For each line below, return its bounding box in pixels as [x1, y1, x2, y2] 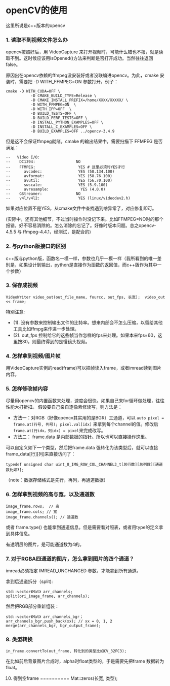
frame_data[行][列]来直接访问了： [6, 451, 76, 457]
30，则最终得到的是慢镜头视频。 [22, 338, 90, 344]
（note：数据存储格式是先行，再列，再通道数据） [6, 477, 108, 483]
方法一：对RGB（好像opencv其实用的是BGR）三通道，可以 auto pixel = [13, 415, 164, 421]
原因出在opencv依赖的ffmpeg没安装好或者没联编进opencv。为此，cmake [6, 72, 159, 79]
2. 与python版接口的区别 [6, 243, 66, 250]
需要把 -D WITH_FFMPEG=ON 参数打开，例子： [19, 79, 118, 85]
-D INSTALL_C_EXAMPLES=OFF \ [30, 124, 93, 129]
